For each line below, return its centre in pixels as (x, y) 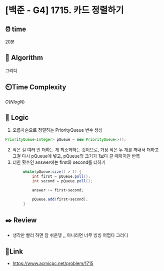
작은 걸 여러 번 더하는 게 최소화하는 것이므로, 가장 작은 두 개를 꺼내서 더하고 (85, 150)
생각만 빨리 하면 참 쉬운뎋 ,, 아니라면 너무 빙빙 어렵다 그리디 (70, 235)
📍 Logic (17, 117)
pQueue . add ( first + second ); (60, 199)
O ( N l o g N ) (15, 102)
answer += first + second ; (58, 190)
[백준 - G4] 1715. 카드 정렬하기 (64, 10)
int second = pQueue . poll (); (62, 181)
